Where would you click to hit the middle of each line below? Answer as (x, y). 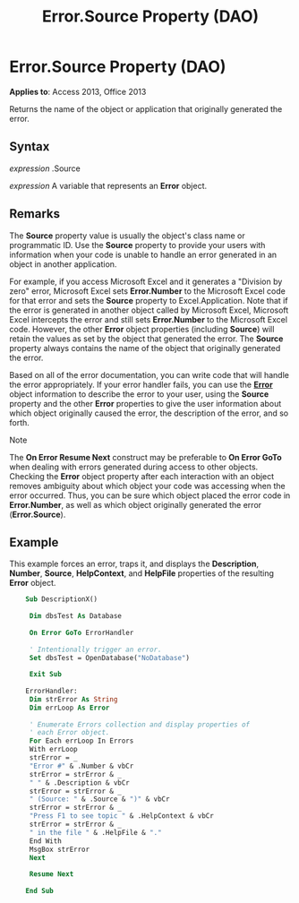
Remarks (35, 214)
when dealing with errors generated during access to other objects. (134, 467)
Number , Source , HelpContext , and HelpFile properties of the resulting (142, 573)
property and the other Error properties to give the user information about (145, 403)
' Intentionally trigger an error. (96, 649)
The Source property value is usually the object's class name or (127, 236)
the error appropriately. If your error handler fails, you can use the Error (141, 384)
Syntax (30, 146)
